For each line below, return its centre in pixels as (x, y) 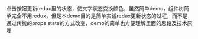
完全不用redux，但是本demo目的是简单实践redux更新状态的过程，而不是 (99, 16)
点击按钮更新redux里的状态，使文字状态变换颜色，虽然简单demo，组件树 (95, 8)
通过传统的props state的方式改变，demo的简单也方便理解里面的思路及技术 (97, 23)
